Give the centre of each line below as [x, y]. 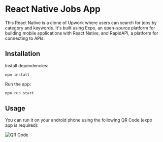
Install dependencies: [27, 65]
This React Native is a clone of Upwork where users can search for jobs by [81, 23]
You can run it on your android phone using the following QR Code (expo [79, 120]
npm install [17, 75]
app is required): [22, 125]
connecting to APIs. [25, 38]
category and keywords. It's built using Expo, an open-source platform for [80, 28]
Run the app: [18, 84]
